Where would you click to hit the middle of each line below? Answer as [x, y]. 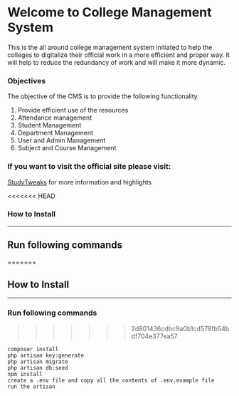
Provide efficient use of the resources [73, 110]
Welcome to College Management [110, 12]
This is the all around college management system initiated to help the [110, 47]
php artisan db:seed [38, 368]
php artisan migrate [38, 361]
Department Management [55, 133]
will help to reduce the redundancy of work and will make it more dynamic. [117, 62]
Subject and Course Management [67, 148]
